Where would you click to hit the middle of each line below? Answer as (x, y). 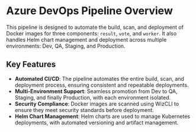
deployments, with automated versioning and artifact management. (97, 123)
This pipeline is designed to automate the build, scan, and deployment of (95, 27)
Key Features (31, 65)
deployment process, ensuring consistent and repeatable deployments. (102, 85)
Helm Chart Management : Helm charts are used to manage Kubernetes (102, 116)
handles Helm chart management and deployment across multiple (86, 39)
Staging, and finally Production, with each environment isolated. (92, 97)
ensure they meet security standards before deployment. (84, 110)
